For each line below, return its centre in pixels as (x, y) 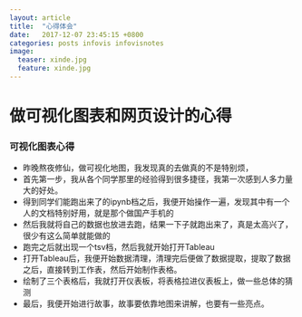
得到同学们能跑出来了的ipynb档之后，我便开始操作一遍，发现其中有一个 (156, 202)
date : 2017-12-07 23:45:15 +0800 (77, 34)
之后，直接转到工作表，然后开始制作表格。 (102, 270)
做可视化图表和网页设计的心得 (121, 116)
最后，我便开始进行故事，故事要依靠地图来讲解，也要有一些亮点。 (146, 303)
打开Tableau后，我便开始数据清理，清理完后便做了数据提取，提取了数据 (157, 258)
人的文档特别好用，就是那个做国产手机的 (98, 213)
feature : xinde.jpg (54, 69)
